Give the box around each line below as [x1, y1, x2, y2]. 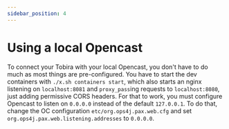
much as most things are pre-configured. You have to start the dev [7, 70, 197, 78]
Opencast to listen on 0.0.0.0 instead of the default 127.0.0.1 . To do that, [7, 99, 218, 108]
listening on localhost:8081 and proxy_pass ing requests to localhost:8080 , [7, 84, 220, 93]
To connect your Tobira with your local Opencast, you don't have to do [7, 63, 209, 71]
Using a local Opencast [7, 39, 143, 55]
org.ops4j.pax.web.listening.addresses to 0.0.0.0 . [7, 114, 154, 122]
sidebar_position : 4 [7, 10, 67, 17]
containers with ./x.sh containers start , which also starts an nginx [7, 77, 202, 86]
